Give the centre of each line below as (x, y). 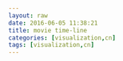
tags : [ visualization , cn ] (51, 45)
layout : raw (28, 15)
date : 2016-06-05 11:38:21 (53, 23)
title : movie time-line (48, 30)
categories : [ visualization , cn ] (62, 38)
